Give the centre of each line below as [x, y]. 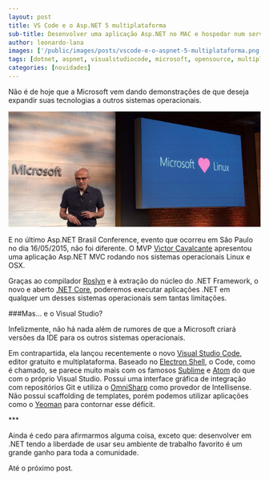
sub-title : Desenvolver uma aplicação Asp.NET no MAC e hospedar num [127, 34]
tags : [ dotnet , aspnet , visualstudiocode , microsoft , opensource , [121, 59]
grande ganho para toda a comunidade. [74, 453]
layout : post [30, 17]
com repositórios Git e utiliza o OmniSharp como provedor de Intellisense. [130, 387]
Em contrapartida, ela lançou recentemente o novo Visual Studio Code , [125, 353]
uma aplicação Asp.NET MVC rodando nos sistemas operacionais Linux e [129, 257]
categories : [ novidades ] [50, 68]
